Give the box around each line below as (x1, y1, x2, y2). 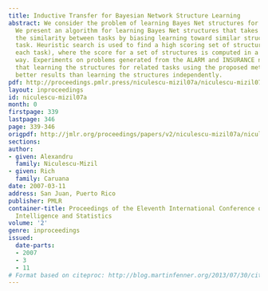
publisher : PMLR (8, 197, 62, 205)
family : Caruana (15, 175, 69, 183)
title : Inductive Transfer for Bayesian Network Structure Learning (8, 11, 241, 20)
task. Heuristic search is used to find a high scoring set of (15, 41, 230, 49)
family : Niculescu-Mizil (15, 160, 98, 168)
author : (8, 145, 34, 153)
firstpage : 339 (8, 108, 59, 116)
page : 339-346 (8, 123, 56, 131)
